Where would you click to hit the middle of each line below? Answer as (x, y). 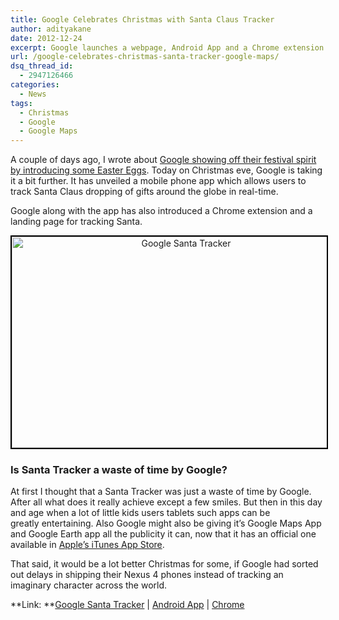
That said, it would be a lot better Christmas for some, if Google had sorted (164, 564)
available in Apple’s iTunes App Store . (87, 545)
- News (33, 94)
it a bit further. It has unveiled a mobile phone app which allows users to (158, 181)
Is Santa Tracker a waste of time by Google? (119, 470)
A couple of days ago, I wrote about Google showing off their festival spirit (163, 160)
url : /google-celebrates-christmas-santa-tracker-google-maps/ (145, 57)
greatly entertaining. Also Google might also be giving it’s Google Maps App (166, 523)
